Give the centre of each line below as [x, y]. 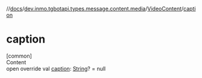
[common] [19, 56]
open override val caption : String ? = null [56, 68]
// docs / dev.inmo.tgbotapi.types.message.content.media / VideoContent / [95, 9]
